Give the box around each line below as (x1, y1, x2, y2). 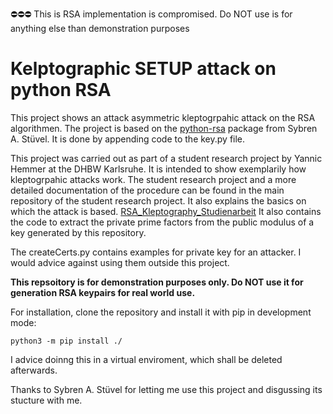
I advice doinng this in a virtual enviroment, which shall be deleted (10, 353, 283, 365)
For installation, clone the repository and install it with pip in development (10, 306, 312, 318)
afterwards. (10, 364, 58, 376)
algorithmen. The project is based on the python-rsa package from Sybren (10, 122, 318, 134)
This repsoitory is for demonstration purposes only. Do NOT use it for (10, 276, 304, 288)
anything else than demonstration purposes (10, 23, 190, 34)
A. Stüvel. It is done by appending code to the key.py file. (10, 133, 246, 145)
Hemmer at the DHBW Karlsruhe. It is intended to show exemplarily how (10, 163, 307, 175)
